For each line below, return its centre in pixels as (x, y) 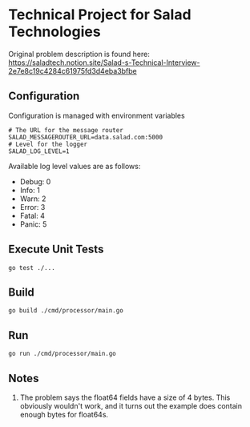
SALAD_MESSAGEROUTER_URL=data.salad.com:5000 (85, 137)
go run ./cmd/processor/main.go (62, 354)
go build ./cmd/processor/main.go (66, 311)
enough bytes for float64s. (64, 415)
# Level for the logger (48, 144)
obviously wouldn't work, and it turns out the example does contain (131, 406)
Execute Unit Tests (56, 250)
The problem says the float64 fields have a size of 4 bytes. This (125, 397)
